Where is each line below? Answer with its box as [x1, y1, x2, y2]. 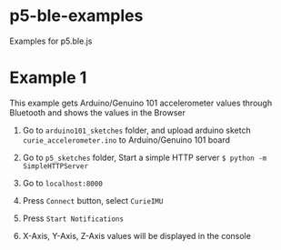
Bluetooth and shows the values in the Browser [9, 106, 186, 118]
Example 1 [9, 67, 87, 88]
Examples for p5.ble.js [9, 35, 93, 46]
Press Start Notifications [22, 213, 125, 224]
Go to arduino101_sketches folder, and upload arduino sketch [22, 125, 252, 135]
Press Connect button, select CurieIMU [22, 195, 164, 205]
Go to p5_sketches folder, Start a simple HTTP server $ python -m [22, 152, 267, 163]
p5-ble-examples [9, 5, 144, 26]
